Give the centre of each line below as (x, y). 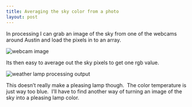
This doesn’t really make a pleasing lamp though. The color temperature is (96, 85)
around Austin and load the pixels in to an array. (64, 40)
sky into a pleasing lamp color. (43, 98)
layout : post (22, 17)
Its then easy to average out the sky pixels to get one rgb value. (83, 63)
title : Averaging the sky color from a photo (62, 11)
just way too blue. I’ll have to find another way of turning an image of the (94, 91)
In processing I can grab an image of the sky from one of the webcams (92, 33)
